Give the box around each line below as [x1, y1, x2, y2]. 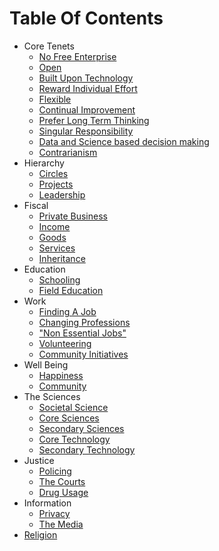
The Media [38, 518, 84, 530]
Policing [38, 465, 72, 477]
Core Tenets [23, 40, 75, 52]
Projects [38, 178, 74, 190]
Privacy [38, 507, 71, 519]
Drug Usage [38, 486, 89, 498]
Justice [23, 454, 55, 466]
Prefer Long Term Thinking [38, 114, 150, 126]
